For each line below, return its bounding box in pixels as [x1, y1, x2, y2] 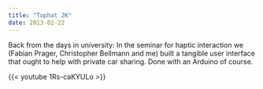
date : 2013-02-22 [8, 19, 65, 27]
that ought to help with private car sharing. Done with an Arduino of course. [8, 56, 254, 66]
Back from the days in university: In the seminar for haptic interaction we [8, 40, 244, 49]
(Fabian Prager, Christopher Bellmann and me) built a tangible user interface [8, 48, 256, 58]
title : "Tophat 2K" [8, 11, 72, 20]
